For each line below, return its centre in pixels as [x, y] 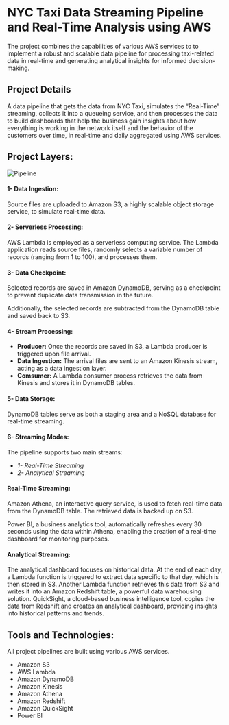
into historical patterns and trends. [56, 613]
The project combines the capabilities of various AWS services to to [103, 46]
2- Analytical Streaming [51, 472]
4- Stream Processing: [40, 331]
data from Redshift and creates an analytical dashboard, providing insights [112, 606]
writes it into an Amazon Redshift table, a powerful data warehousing [105, 591]
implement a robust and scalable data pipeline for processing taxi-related [111, 53]
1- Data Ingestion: [33, 189]
